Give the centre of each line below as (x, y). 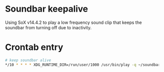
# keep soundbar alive (28, 60)
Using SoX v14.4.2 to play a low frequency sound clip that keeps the (73, 22)
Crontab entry (34, 47)
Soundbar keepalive (47, 9)
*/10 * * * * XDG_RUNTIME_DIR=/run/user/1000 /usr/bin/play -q (71, 65)
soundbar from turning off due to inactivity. (48, 27)
